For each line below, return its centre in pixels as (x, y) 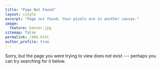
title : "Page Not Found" (30, 10)
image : (12, 23)
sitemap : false (21, 33)
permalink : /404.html (27, 37)
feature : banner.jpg (30, 28)
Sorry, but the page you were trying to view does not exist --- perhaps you (80, 56)
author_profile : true (27, 42)
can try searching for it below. (35, 61)
